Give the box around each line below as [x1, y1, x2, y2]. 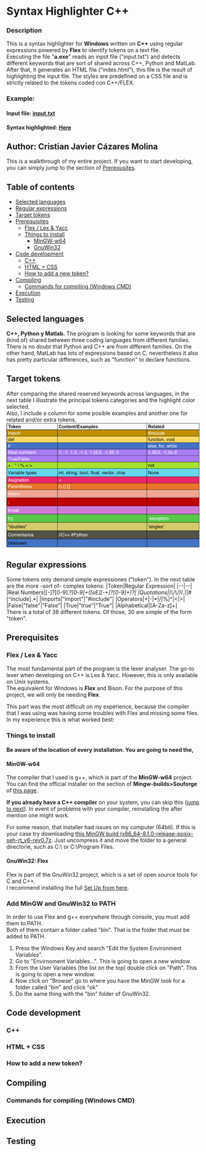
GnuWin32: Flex [6, 857, 49, 865]
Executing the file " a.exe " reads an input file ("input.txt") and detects [6, 53, 181, 61]
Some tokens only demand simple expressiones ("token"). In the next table [6, 575, 195, 583]
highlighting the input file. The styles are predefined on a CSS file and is [6, 72, 188, 80]
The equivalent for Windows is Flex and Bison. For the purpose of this [6, 684, 183, 692]
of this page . [6, 787, 39, 794]
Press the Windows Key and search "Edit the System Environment [15, 944, 182, 952]
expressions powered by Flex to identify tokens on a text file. [6, 47, 161, 54]
